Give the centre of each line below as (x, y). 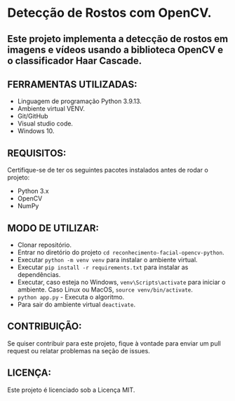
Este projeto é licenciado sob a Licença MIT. (71, 390)
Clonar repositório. (45, 245)
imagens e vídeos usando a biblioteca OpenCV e (115, 49)
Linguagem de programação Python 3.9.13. (79, 101)
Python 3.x (33, 191)
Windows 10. (36, 131)
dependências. (39, 275)
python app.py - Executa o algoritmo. (71, 297)
